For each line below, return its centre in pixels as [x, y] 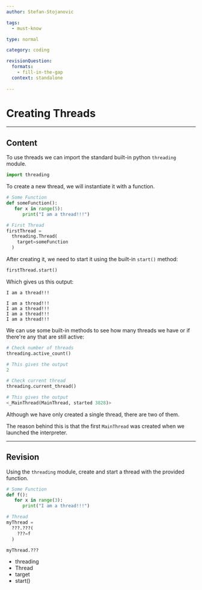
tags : [13, 23]
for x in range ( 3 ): [38, 500]
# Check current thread [36, 381]
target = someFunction [43, 242]
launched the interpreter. [37, 433]
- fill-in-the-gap [40, 72]
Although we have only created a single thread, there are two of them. [93, 414]
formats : [23, 67]
